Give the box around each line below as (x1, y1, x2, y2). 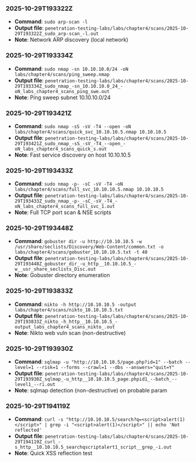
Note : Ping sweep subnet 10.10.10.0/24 (14, 94, 111, 101)
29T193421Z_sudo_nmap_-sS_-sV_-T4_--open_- (14, 140, 126, 146)
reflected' (14, 428, 42, 434)
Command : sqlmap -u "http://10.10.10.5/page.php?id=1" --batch (14, 358, 183, 365)
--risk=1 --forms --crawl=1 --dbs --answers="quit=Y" (36, 365, 175, 371)
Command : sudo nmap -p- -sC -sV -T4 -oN (14, 180, 123, 187)
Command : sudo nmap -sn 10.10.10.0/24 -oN (14, 65, 128, 72)
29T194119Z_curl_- (14, 439, 61, 445)
